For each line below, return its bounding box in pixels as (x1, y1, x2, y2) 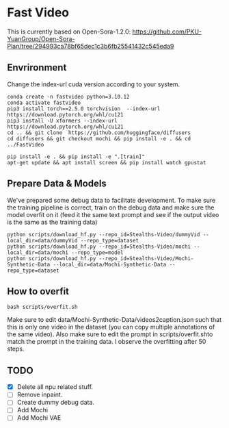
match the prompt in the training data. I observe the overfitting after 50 (7, 338, 206, 346)
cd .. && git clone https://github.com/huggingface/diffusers (7, 129, 191, 136)
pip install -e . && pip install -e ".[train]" (7, 153, 146, 160)
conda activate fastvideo (7, 99, 81, 106)
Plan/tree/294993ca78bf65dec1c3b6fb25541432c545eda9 (7, 42, 174, 50)
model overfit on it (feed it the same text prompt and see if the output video (7, 210, 219, 218)
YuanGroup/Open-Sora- (7, 34, 75, 42)
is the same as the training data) (7, 218, 98, 226)
